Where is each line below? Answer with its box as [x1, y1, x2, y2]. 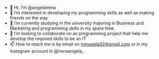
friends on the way [9, 15, 48, 20]
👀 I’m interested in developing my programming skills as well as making [9, 10, 154, 16]
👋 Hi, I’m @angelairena [9, 5, 56, 10]
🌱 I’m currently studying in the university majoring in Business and [9, 20, 144, 26]
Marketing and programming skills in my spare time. [9, 25, 115, 31]
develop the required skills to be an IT [9, 36, 87, 41]
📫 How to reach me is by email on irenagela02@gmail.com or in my [9, 41, 148, 47]
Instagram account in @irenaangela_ [9, 48, 84, 54]
